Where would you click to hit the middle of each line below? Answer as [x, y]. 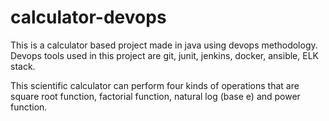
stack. [23, 66]
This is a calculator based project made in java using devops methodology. [164, 45]
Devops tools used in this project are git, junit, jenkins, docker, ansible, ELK [164, 55]
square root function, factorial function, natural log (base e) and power [155, 96]
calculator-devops [88, 17]
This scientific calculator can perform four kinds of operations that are [155, 85]
